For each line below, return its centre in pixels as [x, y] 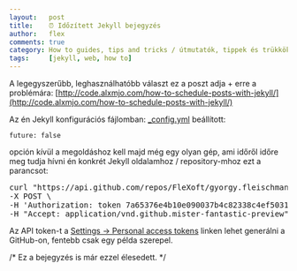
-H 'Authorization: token [65, 205]
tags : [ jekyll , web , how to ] [71, 58]
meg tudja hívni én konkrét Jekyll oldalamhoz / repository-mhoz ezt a [135, 161]
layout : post [37, 17]
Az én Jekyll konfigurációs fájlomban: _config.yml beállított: [118, 119]
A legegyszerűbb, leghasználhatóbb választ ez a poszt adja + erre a [133, 83]
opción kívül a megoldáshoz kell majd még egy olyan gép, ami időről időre [144, 152]
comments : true [37, 42]
